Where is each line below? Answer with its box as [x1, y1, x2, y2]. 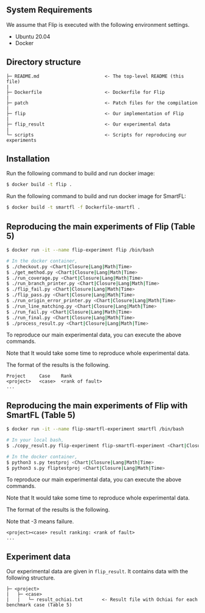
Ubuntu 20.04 [15, 33, 51, 40]
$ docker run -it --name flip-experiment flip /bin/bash [6, 247, 154, 253]
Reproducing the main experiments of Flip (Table [6, 221, 195, 232]
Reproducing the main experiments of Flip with [6, 400, 188, 411]
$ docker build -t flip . [6, 182, 72, 188]
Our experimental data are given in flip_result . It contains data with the [6, 568, 189, 575]
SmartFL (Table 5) [6, 409, 76, 420]
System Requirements [6, 5, 93, 15]
